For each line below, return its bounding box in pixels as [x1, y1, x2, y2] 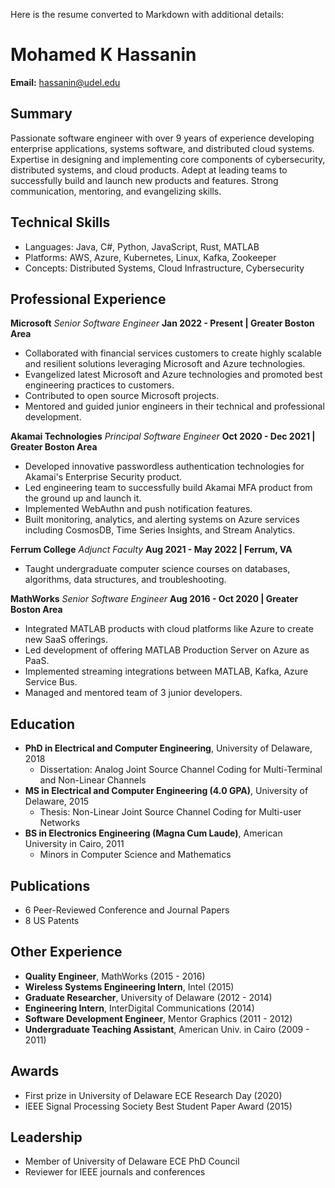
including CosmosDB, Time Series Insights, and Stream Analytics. [24, 524, 296, 536]
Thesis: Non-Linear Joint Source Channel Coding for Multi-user [39, 806, 302, 818]
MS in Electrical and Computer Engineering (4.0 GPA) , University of [24, 785, 309, 797]
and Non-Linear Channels [39, 774, 147, 786]
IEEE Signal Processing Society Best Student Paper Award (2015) [24, 1100, 293, 1112]
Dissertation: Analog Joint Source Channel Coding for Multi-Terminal [39, 764, 323, 776]
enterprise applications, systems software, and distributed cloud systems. [10, 142, 315, 154]
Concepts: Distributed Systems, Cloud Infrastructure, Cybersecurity [24, 262, 305, 274]
